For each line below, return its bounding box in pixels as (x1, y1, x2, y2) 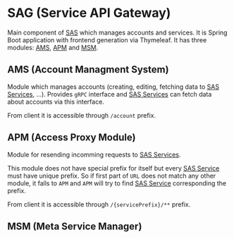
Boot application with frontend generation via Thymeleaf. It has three (7, 35, 207, 44)
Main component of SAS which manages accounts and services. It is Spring (7, 28, 228, 37)
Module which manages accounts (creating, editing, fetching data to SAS (7, 82, 220, 91)
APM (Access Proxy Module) (7, 132, 136, 144)
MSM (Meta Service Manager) (7, 220, 142, 232)
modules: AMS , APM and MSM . (7, 43, 99, 51)
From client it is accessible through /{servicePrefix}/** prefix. (7, 200, 191, 209)
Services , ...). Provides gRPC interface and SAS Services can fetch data (7, 90, 212, 98)
